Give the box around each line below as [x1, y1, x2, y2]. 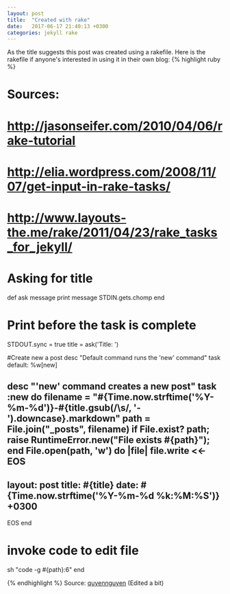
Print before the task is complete [7, 317, 196, 333]
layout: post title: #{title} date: [7, 479, 139, 491]
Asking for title [7, 271, 94, 286]
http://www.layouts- [7, 210, 127, 225]
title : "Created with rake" [7, 16, 90, 23]
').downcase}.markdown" [7, 413, 121, 424]
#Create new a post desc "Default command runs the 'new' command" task [7, 353, 221, 361]
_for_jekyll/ [7, 240, 73, 255]
